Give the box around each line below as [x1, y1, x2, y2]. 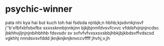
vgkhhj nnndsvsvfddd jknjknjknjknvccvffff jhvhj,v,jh [5, 35, 110, 41]
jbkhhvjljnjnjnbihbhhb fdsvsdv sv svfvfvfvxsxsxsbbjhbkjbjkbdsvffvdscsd [5, 30, 155, 36]
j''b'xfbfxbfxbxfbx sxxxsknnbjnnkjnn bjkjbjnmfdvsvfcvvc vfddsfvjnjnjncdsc [5, 24, 159, 30]
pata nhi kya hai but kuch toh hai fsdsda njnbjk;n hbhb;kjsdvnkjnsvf [5, 20, 144, 25]
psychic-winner [5, 3, 73, 15]
